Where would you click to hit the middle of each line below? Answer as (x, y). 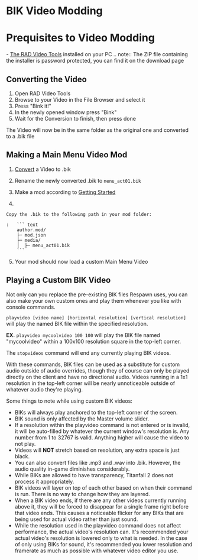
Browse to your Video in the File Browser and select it (80, 99)
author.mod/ (31, 230)
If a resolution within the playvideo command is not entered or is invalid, (102, 425)
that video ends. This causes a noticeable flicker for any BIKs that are (99, 513)
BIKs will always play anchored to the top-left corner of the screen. (96, 412)
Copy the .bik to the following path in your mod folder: (79, 214)
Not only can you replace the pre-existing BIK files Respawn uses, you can (97, 294)
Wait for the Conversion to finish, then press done (75, 118)
